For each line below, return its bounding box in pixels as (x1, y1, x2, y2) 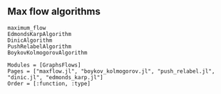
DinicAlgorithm (7, 37, 53, 44)
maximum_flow (7, 24, 46, 31)
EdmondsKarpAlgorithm (7, 30, 72, 37)
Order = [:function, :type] (7, 80, 91, 87)
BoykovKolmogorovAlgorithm (7, 49, 88, 56)
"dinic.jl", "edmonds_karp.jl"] (7, 74, 103, 81)
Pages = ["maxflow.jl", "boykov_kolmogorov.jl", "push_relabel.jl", (7, 67, 215, 75)
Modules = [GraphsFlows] (7, 61, 81, 69)
